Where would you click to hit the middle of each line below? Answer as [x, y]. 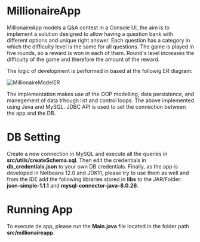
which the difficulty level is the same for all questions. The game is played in [101, 47]
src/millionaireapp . [31, 232]
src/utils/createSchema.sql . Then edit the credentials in [77, 160]
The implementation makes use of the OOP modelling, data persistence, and [101, 94]
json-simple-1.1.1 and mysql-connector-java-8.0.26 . [73, 185]
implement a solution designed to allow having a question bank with [90, 33]
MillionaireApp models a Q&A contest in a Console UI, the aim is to [88, 27]
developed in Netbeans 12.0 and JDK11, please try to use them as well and [98, 173]
